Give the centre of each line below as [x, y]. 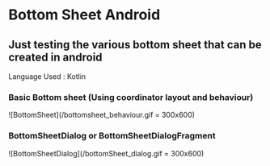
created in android [55, 57]
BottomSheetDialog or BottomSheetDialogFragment [112, 136]
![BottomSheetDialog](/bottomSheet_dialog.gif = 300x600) [106, 153]
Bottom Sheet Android [84, 15]
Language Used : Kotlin [47, 77]
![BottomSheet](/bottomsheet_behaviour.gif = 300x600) [102, 115]
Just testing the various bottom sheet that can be [135, 45]
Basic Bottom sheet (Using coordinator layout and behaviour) [131, 97]
